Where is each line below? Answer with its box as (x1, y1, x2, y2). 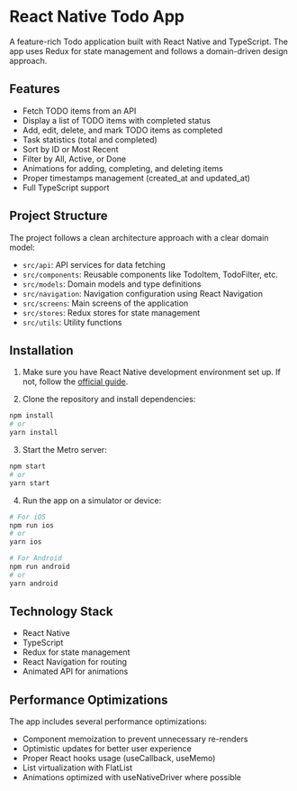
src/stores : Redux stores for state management (22, 307, 201, 317)
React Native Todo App (9, 6, 184, 27)
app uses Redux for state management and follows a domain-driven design (9, 45, 288, 56)
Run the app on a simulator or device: (22, 494, 162, 506)
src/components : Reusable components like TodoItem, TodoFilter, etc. (22, 269, 279, 280)
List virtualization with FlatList (22, 762, 133, 773)
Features (9, 81, 60, 97)
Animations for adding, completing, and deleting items (22, 162, 223, 173)
